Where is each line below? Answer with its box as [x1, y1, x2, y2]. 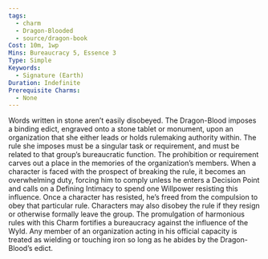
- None [15, 94, 38, 102]
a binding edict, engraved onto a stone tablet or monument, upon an [8, 124, 234, 134]
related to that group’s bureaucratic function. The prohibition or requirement [8, 150, 259, 160]
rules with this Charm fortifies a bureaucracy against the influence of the [8, 218, 249, 228]
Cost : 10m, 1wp [8, 42, 59, 50]
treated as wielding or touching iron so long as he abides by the [8, 235, 219, 245]
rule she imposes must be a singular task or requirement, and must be [8, 141, 240, 151]
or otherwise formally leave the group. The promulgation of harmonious [8, 209, 245, 219]
